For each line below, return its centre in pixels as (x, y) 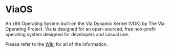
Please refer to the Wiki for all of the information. (57, 44)
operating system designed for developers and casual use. (67, 34)
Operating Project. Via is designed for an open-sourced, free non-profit (81, 29)
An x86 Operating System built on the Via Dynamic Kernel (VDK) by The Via (85, 23)
